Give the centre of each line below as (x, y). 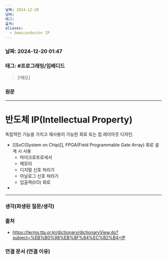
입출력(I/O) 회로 (35, 182)
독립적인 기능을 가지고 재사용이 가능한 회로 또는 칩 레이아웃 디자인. (69, 134)
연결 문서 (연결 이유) (28, 251)
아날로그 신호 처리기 (39, 176)
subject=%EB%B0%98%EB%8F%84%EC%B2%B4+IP (69, 238)
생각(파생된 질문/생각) (30, 206)
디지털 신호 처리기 (37, 170)
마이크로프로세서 (36, 157)
